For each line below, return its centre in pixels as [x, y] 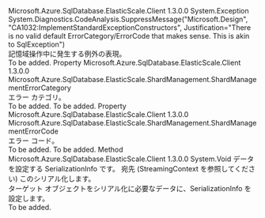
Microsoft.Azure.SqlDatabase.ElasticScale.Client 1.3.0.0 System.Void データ [131, 159]
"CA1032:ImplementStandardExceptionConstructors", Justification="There [130, 28]
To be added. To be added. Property [67, 106]
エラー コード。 [34, 141]
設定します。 [29, 198]
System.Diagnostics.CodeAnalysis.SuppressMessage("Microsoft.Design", [128, 19]
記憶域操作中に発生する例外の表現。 [67, 54]
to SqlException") [37, 44]
